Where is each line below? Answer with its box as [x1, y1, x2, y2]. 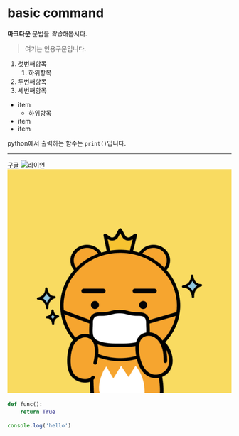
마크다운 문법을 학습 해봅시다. [7, 29, 87, 38]
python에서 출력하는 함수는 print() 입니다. [7, 138, 127, 147]
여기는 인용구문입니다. [24, 44, 87, 53]
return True [20, 408, 55, 415]
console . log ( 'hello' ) [7, 422, 72, 429]
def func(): [7, 400, 43, 408]
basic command [7, 5, 105, 21]
